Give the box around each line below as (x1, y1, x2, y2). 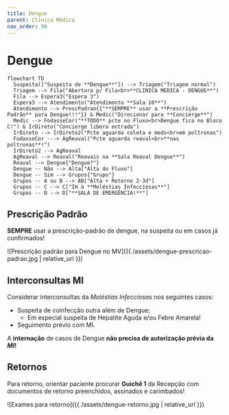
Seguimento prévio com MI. (16, 321, 95, 329)
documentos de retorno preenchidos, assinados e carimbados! (7, 387, 185, 395)
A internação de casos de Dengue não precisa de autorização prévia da (7, 334, 214, 342)
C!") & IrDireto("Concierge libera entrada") (7, 123, 139, 131)
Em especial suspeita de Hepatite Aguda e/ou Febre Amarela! (27, 313, 201, 321)
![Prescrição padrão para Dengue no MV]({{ (7, 247, 132, 255)
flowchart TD (7, 75, 45, 83)
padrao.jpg (7, 255, 38, 263)
